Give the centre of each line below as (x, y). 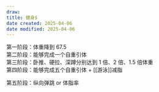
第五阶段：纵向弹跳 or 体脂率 (43, 83)
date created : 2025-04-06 (39, 23)
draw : (13, 12)
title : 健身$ (22, 18)
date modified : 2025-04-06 (41, 29)
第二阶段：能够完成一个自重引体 (46, 55)
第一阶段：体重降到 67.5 (36, 47)
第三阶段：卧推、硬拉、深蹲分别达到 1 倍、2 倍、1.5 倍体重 (80, 62)
